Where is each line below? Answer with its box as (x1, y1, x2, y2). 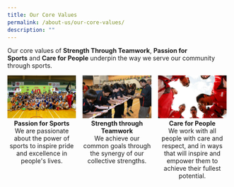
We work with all (168, 126, 217, 135)
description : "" (7, 26, 55, 33)
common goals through (83, 141, 151, 150)
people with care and (161, 134, 223, 143)
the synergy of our (90, 149, 144, 157)
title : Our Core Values (7, 11, 78, 18)
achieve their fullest (163, 164, 221, 172)
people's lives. (21, 156, 63, 165)
